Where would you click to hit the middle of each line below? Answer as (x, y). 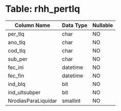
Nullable (103, 25)
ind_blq (17, 84)
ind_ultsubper (24, 92)
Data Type (75, 25)
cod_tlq (17, 50)
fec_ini (16, 67)
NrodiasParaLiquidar (32, 101)
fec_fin (16, 76)
